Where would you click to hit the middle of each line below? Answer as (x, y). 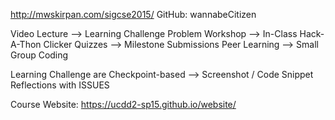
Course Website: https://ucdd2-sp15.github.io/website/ (123, 104)
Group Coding (39, 55)
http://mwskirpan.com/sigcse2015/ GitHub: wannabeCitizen (133, 14)
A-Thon (26, 44)
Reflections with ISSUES (60, 85)
